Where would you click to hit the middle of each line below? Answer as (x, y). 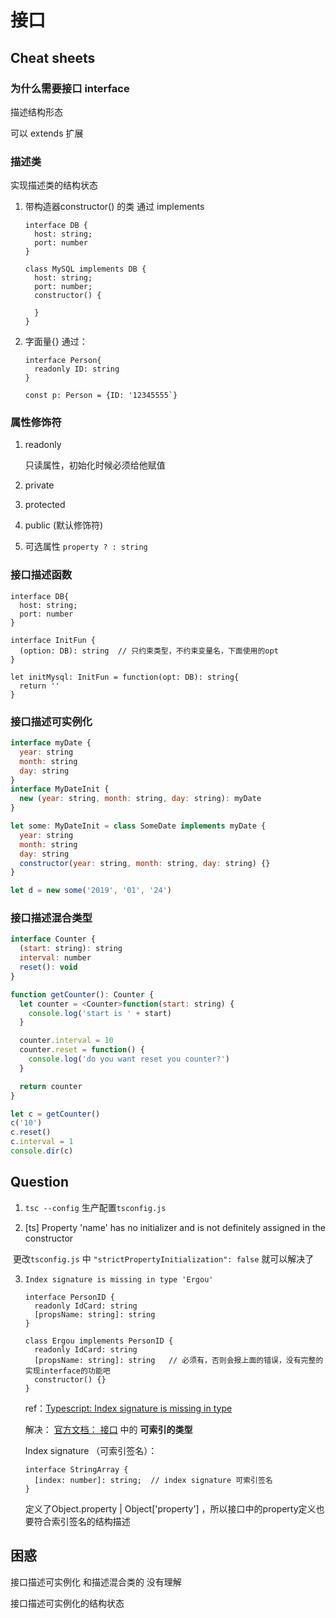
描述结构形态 (36, 112)
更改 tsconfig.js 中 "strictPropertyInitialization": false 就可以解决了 (163, 1258)
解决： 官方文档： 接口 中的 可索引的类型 (108, 1429)
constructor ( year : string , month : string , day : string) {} (145, 863)
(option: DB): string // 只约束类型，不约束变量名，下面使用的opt (149, 651)
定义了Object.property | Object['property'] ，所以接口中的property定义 (170, 1508)
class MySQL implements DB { (85, 269)
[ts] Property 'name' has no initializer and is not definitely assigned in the (175, 1227)
